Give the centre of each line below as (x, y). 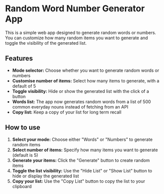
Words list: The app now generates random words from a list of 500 (82, 102)
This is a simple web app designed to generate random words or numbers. (81, 32)
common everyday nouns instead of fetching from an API (70, 107)
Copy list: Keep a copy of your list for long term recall (67, 112)
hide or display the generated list (46, 176)
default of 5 (24, 86)
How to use (23, 127)
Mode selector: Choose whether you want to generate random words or (85, 70)
